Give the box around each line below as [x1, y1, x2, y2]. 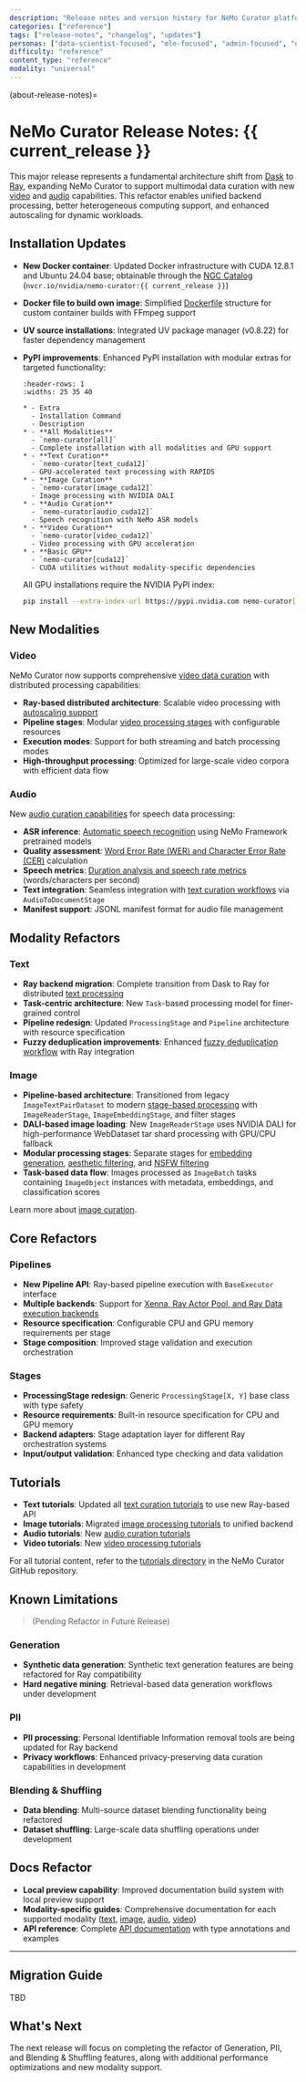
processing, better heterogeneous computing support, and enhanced [9, 200, 270, 211]
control [53, 1007, 80, 1018]
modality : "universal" [9, 65, 96, 74]
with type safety [22, 1400, 84, 1411]
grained [22, 1007, 52, 1018]
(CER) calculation [22, 855, 88, 867]
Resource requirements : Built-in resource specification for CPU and [22, 1410, 280, 1421]
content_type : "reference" [9, 56, 112, 65]
